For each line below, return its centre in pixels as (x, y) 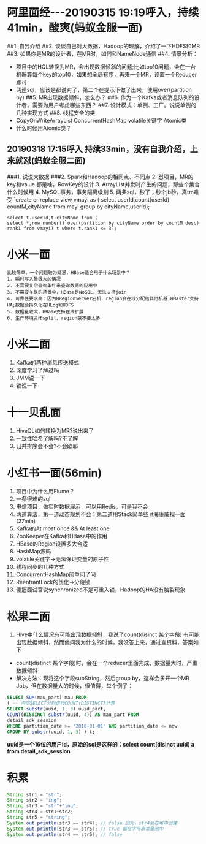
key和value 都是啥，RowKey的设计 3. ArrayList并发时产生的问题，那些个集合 (104, 184)
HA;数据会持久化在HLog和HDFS (40, 305)
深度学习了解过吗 (37, 370)
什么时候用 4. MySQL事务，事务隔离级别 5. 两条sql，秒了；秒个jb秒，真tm (100, 192)
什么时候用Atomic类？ (44, 128)
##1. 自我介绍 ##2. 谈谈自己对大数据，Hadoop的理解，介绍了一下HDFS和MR (104, 46)
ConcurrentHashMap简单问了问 (56, 574)
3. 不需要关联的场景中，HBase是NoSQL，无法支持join (67, 292)
